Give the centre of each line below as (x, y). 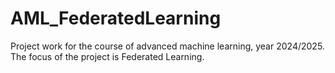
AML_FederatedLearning (116, 18)
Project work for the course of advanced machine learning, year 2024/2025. (167, 46)
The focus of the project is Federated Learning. (107, 56)
